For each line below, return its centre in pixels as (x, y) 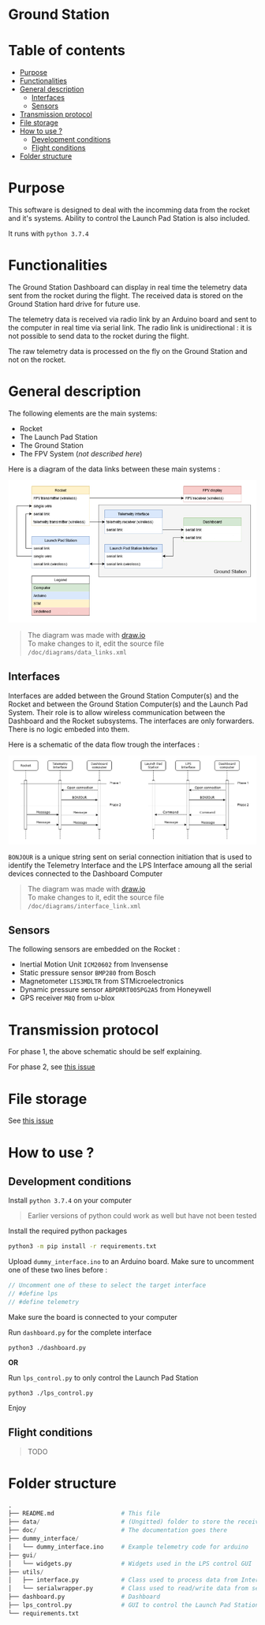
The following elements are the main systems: (83, 413)
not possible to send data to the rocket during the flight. (99, 336)
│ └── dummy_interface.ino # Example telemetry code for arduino (128, 1547)
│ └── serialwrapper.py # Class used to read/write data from (128, 1589)
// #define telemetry (44, 1302)
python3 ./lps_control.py (50, 1393)
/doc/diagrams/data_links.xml (77, 652)
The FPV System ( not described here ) (81, 453)
